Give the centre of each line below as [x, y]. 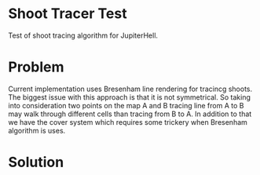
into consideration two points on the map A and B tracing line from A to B [126, 105]
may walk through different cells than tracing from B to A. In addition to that [130, 114]
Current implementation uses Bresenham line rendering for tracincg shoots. [130, 89]
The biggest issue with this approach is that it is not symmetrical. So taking [130, 97]
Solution [36, 162]
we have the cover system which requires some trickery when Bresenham [128, 122]
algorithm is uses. [37, 130]
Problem [36, 67]
